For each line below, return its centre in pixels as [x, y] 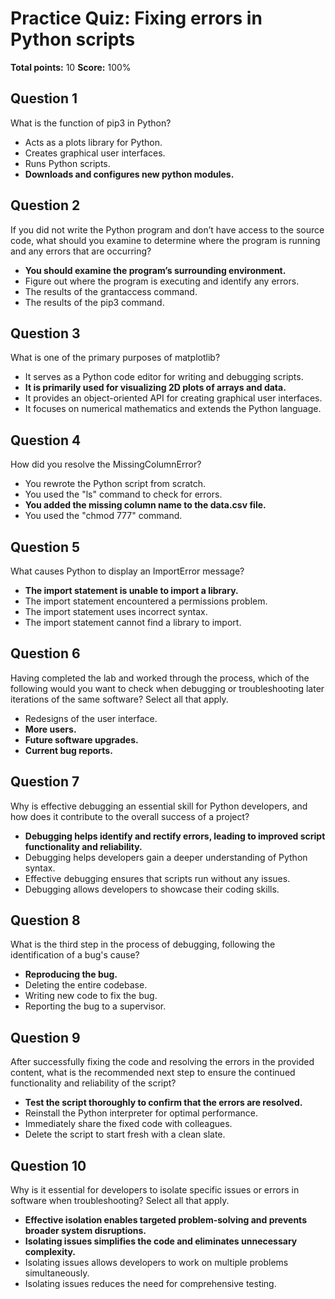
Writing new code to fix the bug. [91, 996]
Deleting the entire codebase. [86, 985]
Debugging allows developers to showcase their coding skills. [152, 889]
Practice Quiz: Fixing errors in [136, 18]
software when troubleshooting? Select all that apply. [120, 1201]
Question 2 [45, 205]
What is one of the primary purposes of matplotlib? [115, 358]
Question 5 [45, 547]
